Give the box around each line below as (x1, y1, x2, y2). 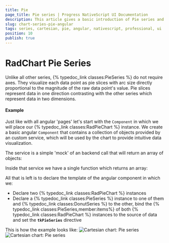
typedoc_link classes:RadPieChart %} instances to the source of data (12, 212, 157, 218)
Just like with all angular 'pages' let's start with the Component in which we (5, 118, 158, 125)
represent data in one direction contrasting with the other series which (5, 90, 152, 96)
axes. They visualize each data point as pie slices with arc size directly (5, 79, 153, 86)
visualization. (5, 140, 33, 146)
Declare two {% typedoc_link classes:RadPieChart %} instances (12, 190, 147, 196)
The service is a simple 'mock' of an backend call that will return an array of (5, 150, 163, 156)
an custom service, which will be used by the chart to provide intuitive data (5, 135, 162, 141)
